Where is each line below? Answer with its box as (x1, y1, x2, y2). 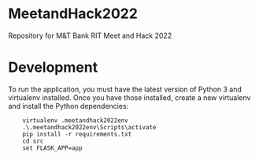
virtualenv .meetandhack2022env (22, 116, 128, 125)
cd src (22, 137, 44, 145)
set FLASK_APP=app (22, 143, 83, 152)
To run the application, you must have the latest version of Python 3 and (8, 84, 242, 94)
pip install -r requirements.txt (22, 130, 132, 138)
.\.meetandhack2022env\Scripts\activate (22, 123, 157, 131)
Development (8, 58, 98, 76)
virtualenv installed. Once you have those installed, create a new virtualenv (8, 92, 251, 102)
